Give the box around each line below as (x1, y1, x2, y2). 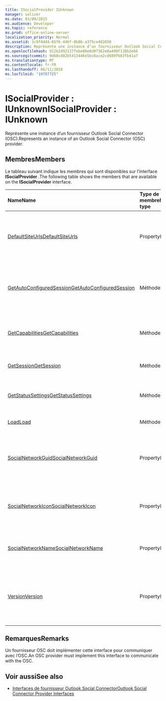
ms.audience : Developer (5, 21, 54, 26)
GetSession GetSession (7, 362, 61, 369)
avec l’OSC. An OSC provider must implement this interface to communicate (5, 653, 159, 658)
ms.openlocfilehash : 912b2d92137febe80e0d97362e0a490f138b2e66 (5, 48, 138, 53)
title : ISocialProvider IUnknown (5, 7, 74, 12)
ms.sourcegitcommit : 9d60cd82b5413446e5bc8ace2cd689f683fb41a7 (5, 53, 138, 58)
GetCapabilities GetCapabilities (7, 329, 79, 336)
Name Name (7, 196, 36, 203)
